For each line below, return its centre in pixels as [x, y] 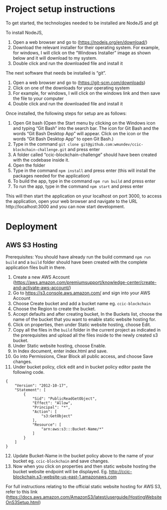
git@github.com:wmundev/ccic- [112, 144]
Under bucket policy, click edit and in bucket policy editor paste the [82, 367]
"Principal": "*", [51, 407]
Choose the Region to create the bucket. [54, 309]
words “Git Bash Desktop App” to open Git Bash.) [63, 139]
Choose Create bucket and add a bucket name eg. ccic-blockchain [82, 303]
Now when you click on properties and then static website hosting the [84, 466]
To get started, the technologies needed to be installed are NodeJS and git [82, 23]
